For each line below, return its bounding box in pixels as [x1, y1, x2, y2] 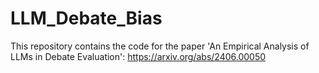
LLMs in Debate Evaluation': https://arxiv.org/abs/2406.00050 [10, 50, 267, 62]
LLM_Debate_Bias [10, 7, 163, 30]
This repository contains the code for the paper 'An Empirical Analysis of [10, 40, 310, 52]
